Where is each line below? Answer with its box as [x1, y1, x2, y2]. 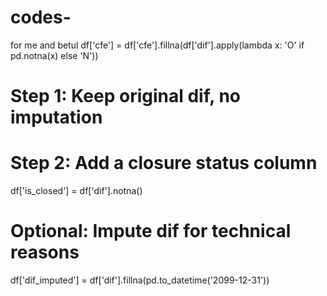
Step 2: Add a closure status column [10, 152, 318, 175]
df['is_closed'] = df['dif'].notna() [10, 185, 143, 197]
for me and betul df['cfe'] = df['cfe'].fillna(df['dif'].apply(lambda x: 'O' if [10, 39, 305, 51]
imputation [10, 106, 103, 129]
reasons [10, 241, 80, 264]
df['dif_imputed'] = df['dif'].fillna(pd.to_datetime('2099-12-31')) [10, 274, 270, 286]
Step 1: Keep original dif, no [10, 85, 241, 108]
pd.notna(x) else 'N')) [10, 49, 99, 61]
